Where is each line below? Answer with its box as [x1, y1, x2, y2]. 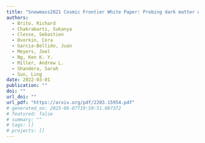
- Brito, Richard [12, 20, 56, 26]
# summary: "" [6, 116, 43, 122]
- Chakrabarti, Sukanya [12, 26, 72, 32]
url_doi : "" [6, 94, 37, 100]
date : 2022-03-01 [6, 77, 51, 83]
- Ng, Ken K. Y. [12, 54, 53, 60]
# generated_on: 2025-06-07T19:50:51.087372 [6, 105, 121, 111]
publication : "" [6, 83, 48, 89]
